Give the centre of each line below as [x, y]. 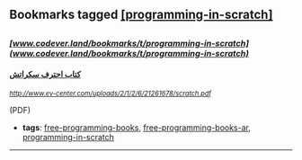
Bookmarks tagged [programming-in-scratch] [141, 15]
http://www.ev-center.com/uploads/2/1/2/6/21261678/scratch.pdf [111, 93]
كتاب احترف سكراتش [45, 75]
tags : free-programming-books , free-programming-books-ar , [137, 127]
